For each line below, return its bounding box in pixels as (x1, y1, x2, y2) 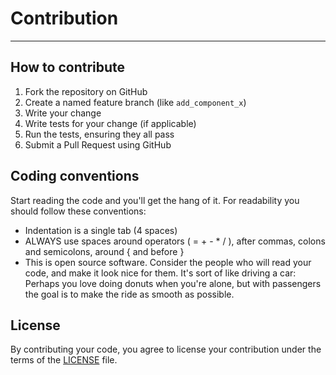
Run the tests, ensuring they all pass (24, 128, 175, 140)
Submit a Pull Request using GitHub (24, 138, 172, 151)
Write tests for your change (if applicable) (24, 117, 197, 129)
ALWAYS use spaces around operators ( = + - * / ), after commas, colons (24, 235, 326, 247)
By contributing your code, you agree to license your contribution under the (10, 343, 322, 356)
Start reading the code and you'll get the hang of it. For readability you (10, 194, 300, 206)
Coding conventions (10, 168, 140, 185)
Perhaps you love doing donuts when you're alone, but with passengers (24, 277, 322, 289)
